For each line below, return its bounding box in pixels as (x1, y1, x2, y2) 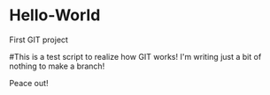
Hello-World (9, 5, 101, 26)
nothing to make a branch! (9, 61, 105, 71)
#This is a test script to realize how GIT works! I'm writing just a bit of (9, 51, 262, 62)
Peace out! (9, 77, 49, 88)
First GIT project (9, 34, 69, 45)
